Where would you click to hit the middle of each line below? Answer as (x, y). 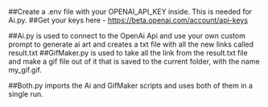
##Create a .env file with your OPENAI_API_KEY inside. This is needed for (130, 12)
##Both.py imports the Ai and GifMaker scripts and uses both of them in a (131, 85)
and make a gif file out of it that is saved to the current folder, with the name (134, 61)
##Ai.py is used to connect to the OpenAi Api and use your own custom (127, 36)
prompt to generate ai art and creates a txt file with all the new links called (131, 44)
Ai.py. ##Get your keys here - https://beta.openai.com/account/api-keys (128, 20)
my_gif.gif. (25, 70)
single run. (26, 94)
